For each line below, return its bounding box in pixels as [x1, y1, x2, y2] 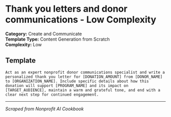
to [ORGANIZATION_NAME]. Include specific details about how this [5, 78, 149, 84]
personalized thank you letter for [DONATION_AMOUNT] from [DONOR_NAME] [5, 74, 163, 79]
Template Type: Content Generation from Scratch [5, 36, 110, 42]
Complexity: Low [5, 41, 42, 47]
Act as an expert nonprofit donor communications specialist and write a [5, 70, 165, 75]
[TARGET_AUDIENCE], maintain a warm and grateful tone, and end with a [5, 87, 160, 93]
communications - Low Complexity [5, 14, 157, 25]
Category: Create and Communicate [5, 31, 82, 37]
